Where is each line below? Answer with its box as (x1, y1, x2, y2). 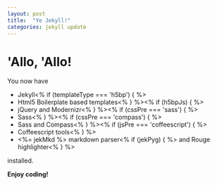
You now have (7, 77, 49, 85)
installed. (7, 156, 34, 165)
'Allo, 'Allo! (7, 53, 72, 70)
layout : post (7, 10, 46, 18)
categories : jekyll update (7, 23, 87, 30)
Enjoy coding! (7, 170, 49, 179)
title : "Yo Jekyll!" (7, 17, 71, 24)
